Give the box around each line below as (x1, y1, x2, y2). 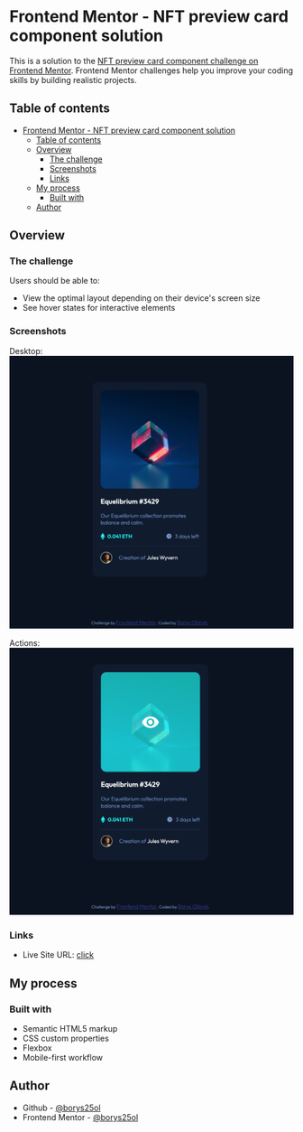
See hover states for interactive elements (22, 303, 176, 313)
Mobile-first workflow (22, 1052, 104, 1063)
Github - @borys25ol (22, 1102, 101, 1113)
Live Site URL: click (22, 950, 95, 960)
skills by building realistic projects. (9, 74, 137, 85)
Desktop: (9, 345, 43, 356)
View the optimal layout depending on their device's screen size (22, 293, 261, 304)
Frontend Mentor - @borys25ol (22, 1111, 139, 1122)
